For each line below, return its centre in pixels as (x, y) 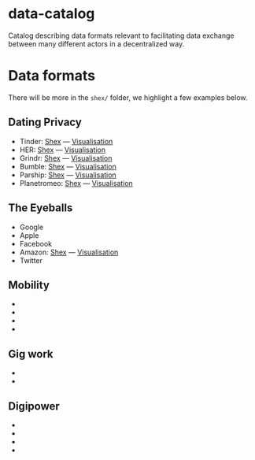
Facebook (36, 243)
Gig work (31, 354)
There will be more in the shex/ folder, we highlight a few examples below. (128, 97)
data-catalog (52, 14)
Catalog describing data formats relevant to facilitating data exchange (121, 35)
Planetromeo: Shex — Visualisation (76, 183)
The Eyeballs (41, 208)
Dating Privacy (45, 122)
